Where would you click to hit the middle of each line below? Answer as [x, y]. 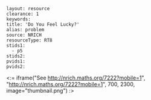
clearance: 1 [23, 14]
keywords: [19, 19]
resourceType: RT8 [29, 40]
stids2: [16, 56]
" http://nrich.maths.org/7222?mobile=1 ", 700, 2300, [71, 84]
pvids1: [16, 61]
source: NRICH [24, 35]
